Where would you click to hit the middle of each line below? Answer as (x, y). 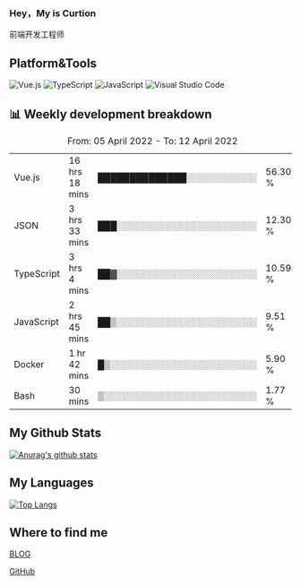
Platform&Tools (53, 63)
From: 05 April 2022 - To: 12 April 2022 (152, 141)
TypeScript (37, 273)
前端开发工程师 (37, 34)
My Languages (52, 483)
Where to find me (59, 533)
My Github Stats (55, 433)
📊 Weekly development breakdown (111, 114)
